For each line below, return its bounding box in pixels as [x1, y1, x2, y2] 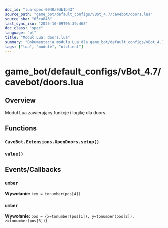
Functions [5, 124, 37, 133]
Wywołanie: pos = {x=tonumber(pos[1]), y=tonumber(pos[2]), [5, 213, 135, 219]
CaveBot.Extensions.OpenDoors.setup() [5, 139, 100, 145]
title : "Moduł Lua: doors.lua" [5, 35, 70, 40]
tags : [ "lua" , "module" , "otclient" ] [5, 44, 84, 49]
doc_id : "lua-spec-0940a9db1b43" [5, 7, 75, 12]
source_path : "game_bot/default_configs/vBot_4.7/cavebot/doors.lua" [5, 12, 153, 17]
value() [5, 151, 24, 157]
